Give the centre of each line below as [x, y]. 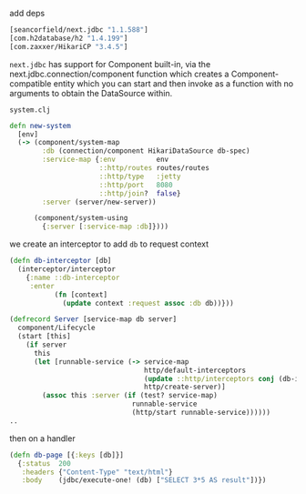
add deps [27, 13]
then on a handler [42, 438]
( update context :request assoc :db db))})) [148, 303]
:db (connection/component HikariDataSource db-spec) [146, 151]
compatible [31, 83]
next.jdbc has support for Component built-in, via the [110, 64]
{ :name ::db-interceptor [73, 277]
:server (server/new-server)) [99, 202]
